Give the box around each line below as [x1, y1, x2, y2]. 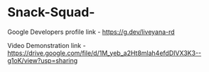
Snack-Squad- [7, 4, 95, 20]
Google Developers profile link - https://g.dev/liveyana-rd [7, 28, 176, 36]
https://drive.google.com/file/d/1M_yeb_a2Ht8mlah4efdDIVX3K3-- [7, 49, 202, 57]
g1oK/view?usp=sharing [7, 56, 78, 64]
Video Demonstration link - [7, 41, 87, 49]
